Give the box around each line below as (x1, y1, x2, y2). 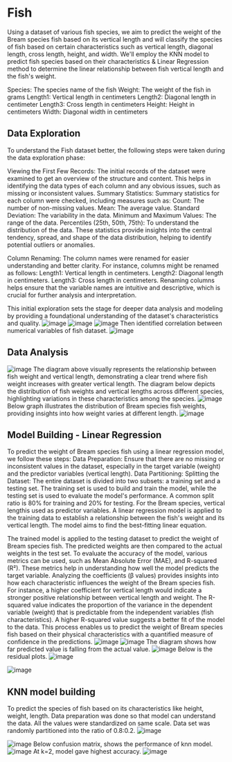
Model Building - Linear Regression (7, 428, 162, 441)
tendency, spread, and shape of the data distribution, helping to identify (7, 233, 212, 241)
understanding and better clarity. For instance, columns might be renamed (7, 261, 220, 270)
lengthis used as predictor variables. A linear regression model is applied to (7, 506, 222, 514)
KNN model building (7, 686, 96, 698)
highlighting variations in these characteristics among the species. (7, 394, 197, 403)
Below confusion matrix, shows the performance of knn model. (33, 740, 213, 748)
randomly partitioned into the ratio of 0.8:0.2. (7, 727, 136, 735)
